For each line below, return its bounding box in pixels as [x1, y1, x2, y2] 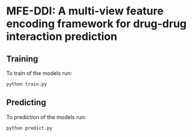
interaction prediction [6, 30, 118, 43]
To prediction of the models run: [6, 113, 86, 121]
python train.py [6, 81, 47, 87]
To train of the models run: [6, 70, 72, 76]
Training [6, 53, 39, 64]
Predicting [6, 97, 46, 108]
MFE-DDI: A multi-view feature [6, 4, 164, 18]
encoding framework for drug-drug [6, 17, 187, 31]
